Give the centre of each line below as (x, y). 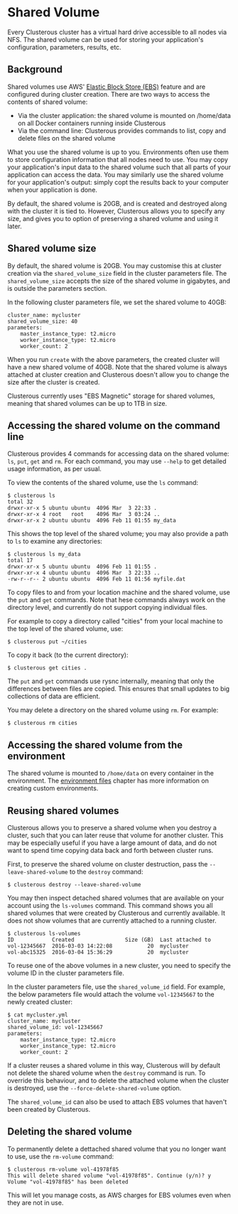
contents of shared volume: (48, 102)
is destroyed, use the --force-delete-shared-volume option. (94, 1088)
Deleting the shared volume (70, 1132)
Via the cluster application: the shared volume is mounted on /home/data (124, 115)
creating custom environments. (53, 788)
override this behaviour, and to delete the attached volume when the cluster (118, 1080)
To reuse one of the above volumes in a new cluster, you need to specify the (119, 965)
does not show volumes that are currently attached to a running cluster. (112, 920)
